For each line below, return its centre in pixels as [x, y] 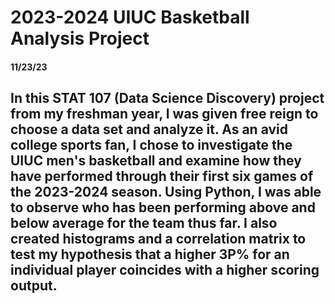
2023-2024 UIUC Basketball [130, 17]
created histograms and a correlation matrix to [158, 239]
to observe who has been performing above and [163, 207]
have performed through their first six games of [162, 176]
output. [34, 286]
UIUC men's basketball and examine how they [156, 161]
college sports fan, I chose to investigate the [151, 145]
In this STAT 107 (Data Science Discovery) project [167, 98]
